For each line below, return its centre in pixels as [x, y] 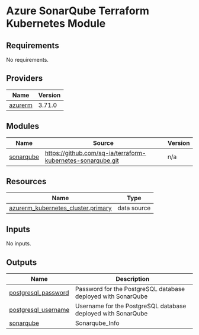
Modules [23, 126]
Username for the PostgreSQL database [131, 306]
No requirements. [28, 60]
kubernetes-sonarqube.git [82, 160]
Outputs [22, 262]
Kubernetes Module [56, 23]
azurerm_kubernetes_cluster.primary [60, 208]
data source [134, 208]
